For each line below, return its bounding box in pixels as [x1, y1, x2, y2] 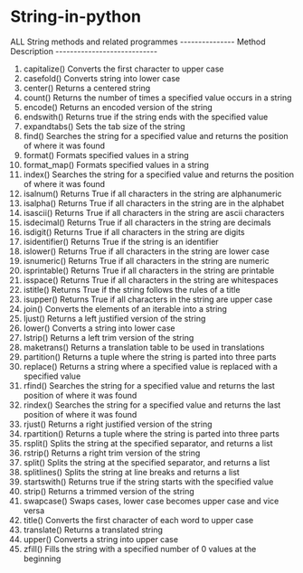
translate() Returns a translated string [23, 524, 164, 535]
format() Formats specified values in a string [23, 149, 189, 160]
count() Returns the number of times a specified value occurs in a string [23, 92, 292, 103]
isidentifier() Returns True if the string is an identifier [23, 236, 220, 247]
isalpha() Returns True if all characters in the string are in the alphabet [23, 197, 285, 209]
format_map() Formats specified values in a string [23, 159, 209, 170]
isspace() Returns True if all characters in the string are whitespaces [23, 274, 279, 286]
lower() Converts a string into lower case [23, 323, 175, 333]
